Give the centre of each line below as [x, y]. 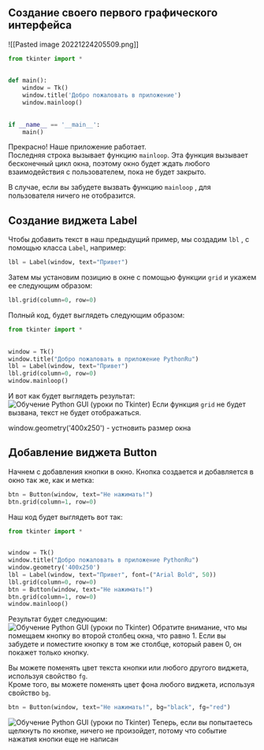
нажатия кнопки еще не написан [63, 739]
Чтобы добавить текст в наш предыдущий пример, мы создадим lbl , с [129, 239]
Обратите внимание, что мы [200, 627]
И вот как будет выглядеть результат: [72, 396]
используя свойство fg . [48, 676]
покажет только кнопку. [48, 652]
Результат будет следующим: [58, 619]
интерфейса [40, 26]
